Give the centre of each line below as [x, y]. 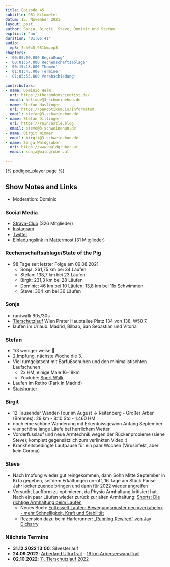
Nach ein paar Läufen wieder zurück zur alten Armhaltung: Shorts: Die [86, 497]
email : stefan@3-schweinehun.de [44, 114]
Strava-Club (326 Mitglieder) [43, 224]
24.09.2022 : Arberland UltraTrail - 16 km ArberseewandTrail [76, 553]
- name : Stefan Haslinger [33, 105]
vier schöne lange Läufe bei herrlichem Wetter [61, 429]
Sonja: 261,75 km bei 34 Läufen [53, 269]
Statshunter [25, 389]
